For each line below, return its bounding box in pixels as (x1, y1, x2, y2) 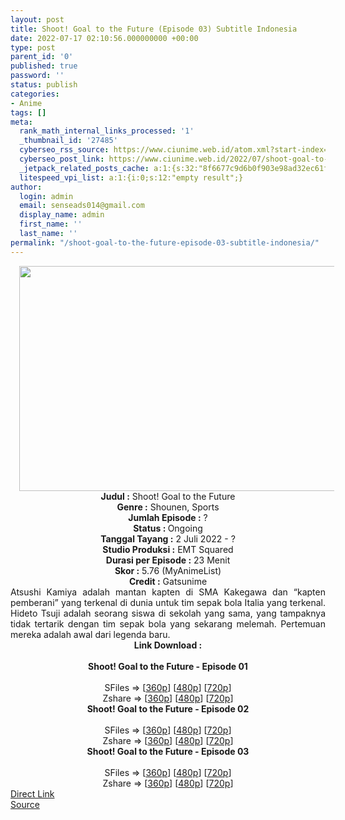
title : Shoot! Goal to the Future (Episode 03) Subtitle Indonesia (10, 24, 298, 34)
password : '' (10, 71, 65, 81)
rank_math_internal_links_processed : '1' (19, 126, 195, 136)
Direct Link (10, 787, 55, 800)
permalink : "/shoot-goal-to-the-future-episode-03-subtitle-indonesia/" (10, 237, 320, 248)
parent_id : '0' (10, 52, 74, 62)
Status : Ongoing (133, 522, 203, 534)
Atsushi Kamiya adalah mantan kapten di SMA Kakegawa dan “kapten (10, 586, 326, 598)
